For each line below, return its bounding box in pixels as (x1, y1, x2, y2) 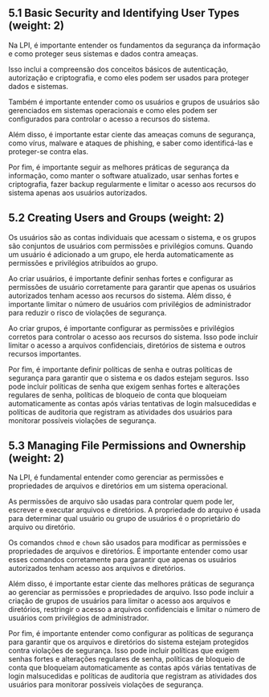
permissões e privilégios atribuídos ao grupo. (8, 258, 158, 267)
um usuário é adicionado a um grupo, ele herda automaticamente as (8, 249, 234, 259)
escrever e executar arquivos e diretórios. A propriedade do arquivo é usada (8, 505, 261, 515)
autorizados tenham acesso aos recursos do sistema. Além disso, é (8, 291, 231, 300)
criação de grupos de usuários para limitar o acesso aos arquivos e (8, 596, 231, 605)
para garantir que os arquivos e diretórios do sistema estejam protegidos (8, 638, 249, 647)
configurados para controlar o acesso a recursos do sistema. (8, 114, 210, 124)
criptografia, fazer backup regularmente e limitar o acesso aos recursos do (8, 179, 257, 189)
